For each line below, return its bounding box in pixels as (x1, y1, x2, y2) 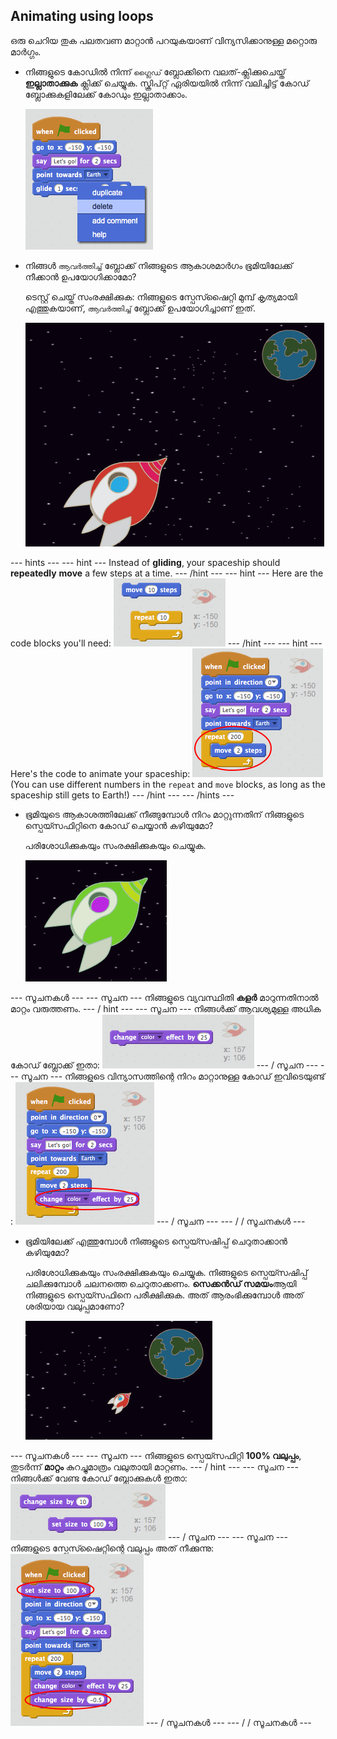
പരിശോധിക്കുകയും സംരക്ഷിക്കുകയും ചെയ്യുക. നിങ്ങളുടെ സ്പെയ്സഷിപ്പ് (24, 1266, 308, 1278)
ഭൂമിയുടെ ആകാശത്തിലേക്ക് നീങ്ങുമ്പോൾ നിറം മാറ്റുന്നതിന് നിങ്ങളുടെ (24, 808, 305, 820)
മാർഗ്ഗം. (10, 45, 42, 58)
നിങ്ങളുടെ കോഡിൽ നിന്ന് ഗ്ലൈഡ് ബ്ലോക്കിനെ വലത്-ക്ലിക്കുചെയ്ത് (24, 65, 286, 78)
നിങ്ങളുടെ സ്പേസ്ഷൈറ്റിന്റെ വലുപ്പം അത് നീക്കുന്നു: (10, 1542, 215, 1554)
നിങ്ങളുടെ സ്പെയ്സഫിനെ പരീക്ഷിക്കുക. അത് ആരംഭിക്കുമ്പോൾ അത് (24, 1289, 304, 1301)
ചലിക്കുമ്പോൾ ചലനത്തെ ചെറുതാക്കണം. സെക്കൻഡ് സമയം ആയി (24, 1277, 297, 1289)
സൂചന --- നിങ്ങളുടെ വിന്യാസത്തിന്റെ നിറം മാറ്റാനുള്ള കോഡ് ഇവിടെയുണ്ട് (20, 1070, 326, 1082)
